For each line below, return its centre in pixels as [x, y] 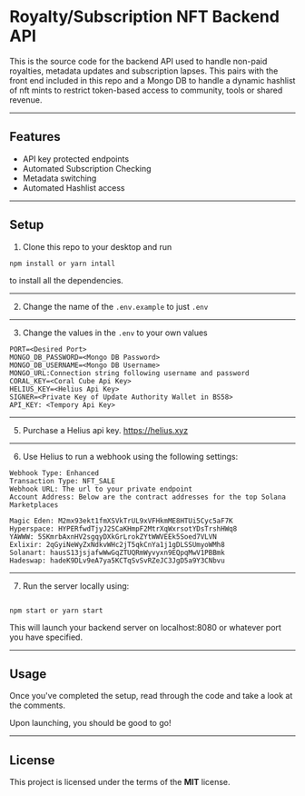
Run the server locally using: [76, 586]
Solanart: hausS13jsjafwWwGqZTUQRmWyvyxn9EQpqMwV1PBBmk [117, 552]
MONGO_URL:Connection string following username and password [129, 373]
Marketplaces [34, 505]
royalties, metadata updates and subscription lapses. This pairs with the [144, 71]
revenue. [26, 99]
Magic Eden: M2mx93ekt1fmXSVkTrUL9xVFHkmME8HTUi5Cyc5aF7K [121, 521]
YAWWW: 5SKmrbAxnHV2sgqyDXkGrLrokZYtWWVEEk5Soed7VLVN [113, 537]
